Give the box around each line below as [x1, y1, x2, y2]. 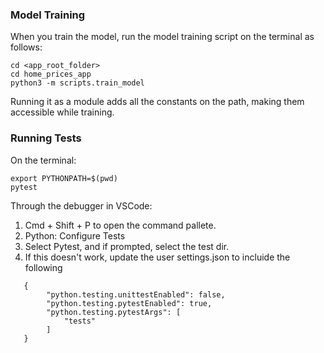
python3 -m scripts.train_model [10, 78, 145, 88]
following [24, 261, 63, 273]
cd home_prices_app [10, 69, 92, 80]
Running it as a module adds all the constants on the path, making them [10, 96, 305, 108]
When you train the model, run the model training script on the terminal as [10, 31, 315, 43]
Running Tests [10, 131, 82, 145]
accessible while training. [10, 106, 115, 118]
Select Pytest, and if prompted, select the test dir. [24, 240, 230, 252]
